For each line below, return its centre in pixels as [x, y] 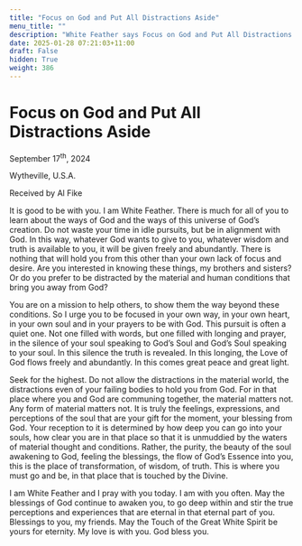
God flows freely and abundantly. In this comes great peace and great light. [150, 363]
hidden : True [34, 60]
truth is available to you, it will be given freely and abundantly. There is [140, 249]
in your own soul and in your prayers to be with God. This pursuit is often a [148, 324]
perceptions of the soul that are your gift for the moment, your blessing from [151, 418]
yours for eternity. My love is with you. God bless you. [110, 532]
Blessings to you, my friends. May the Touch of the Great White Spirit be [143, 522]
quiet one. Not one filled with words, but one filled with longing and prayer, [148, 334]
